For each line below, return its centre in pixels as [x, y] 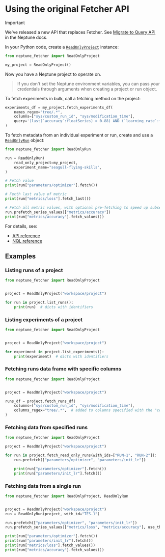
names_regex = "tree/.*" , [38, 112]
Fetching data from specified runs [46, 427]
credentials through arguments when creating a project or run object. [87, 89]
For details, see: [21, 226]
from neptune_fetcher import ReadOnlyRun [48, 149]
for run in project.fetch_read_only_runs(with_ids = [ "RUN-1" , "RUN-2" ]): [81, 455]
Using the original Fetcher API [67, 9]
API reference [26, 236]
